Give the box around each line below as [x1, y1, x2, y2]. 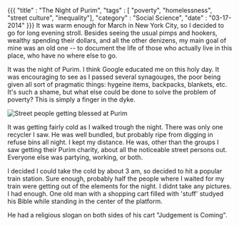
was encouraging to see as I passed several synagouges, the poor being [7, 72, 221, 81]
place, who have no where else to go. [7, 51, 118, 60]
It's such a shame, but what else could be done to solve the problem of [7, 88, 216, 96]
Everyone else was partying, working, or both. [7, 153, 143, 161]
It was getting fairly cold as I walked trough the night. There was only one [7, 123, 223, 131]
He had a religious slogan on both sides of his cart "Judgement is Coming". [7, 211, 228, 219]
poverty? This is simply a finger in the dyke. [7, 95, 136, 104]
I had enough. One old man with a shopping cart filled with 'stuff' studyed [7, 190, 224, 198]
